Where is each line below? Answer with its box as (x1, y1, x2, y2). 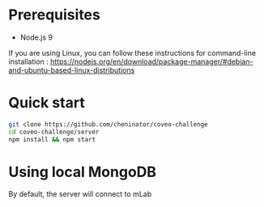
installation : (8, 57, 49, 66)
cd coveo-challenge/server (8, 128, 100, 136)
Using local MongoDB (8, 163, 156, 181)
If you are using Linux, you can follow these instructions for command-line (8, 48, 257, 57)
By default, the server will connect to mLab (8, 189, 152, 199)
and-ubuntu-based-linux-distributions (8, 65, 135, 74)
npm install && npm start (8, 135, 96, 143)
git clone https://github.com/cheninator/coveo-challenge (8, 120, 208, 129)
